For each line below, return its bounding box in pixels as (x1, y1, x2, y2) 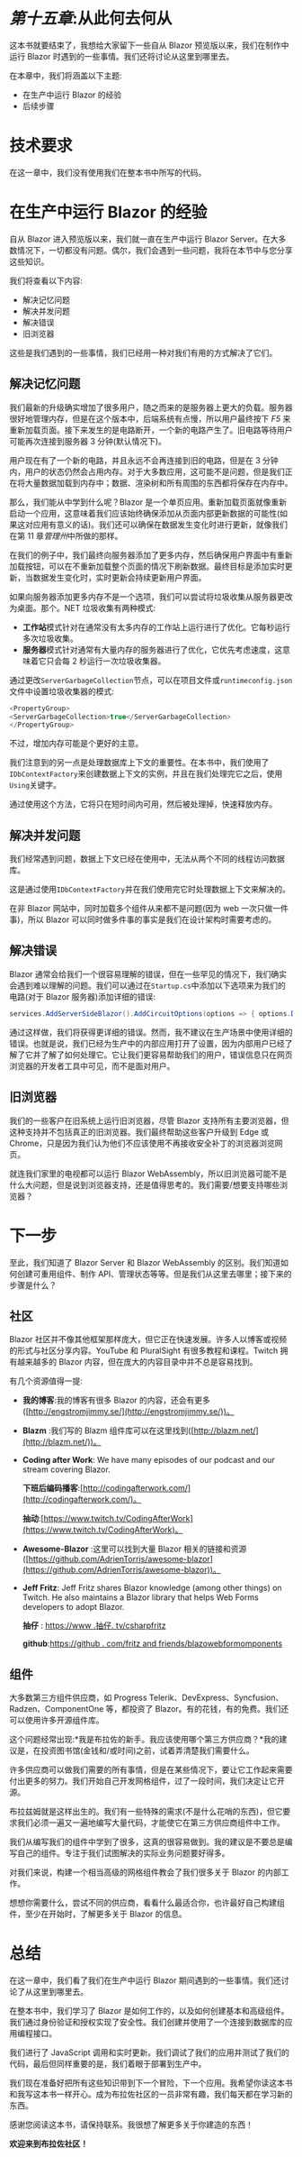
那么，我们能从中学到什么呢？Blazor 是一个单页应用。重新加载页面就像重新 (9, 497, 288, 507)
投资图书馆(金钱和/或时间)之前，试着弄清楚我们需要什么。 (40, 1745, 254, 1756)
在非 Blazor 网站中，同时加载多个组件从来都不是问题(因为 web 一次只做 (9, 903, 273, 914)
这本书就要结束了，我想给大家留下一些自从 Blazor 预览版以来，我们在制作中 (9, 40, 289, 50)
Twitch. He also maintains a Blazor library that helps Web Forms (22, 1592, 259, 1603)
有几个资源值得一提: (9, 1376, 84, 1386)
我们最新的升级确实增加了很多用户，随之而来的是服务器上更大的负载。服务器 (9, 402, 293, 413)
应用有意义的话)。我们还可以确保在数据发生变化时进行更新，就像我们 (32, 519, 289, 530)
